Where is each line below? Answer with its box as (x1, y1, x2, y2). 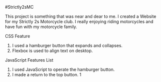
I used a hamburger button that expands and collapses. (12, 43, 123, 48)
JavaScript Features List (5, 57, 53, 63)
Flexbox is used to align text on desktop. (12, 48, 93, 53)
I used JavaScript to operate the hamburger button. (12, 66, 115, 72)
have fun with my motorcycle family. (5, 24, 78, 30)
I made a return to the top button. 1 (12, 72, 81, 77)
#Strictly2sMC (5, 4, 34, 10)
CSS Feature (5, 33, 31, 39)
